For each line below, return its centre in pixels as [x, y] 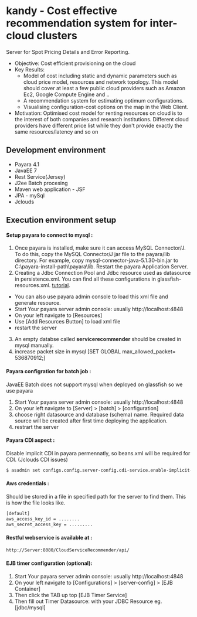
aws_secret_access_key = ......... [50, 524]
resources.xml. [33, 285]
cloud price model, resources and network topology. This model [101, 82]
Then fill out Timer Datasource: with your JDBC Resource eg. [88, 601]
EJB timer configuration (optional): [49, 563]
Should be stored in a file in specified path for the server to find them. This [96, 496]
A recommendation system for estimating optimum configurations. [103, 100]
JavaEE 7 [26, 171]
